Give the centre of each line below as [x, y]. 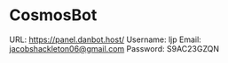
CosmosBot [53, 15]
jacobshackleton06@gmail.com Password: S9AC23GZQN [114, 48]
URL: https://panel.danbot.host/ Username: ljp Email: [105, 39]
